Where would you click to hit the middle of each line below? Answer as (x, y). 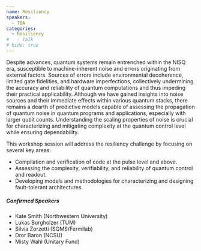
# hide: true (22, 46)
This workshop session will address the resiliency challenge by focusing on (99, 144)
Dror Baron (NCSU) (39, 235)
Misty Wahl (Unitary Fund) (47, 241)
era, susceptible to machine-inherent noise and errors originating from (93, 68)
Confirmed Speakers (33, 201)
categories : (21, 28)
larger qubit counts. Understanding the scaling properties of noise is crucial (100, 119)
